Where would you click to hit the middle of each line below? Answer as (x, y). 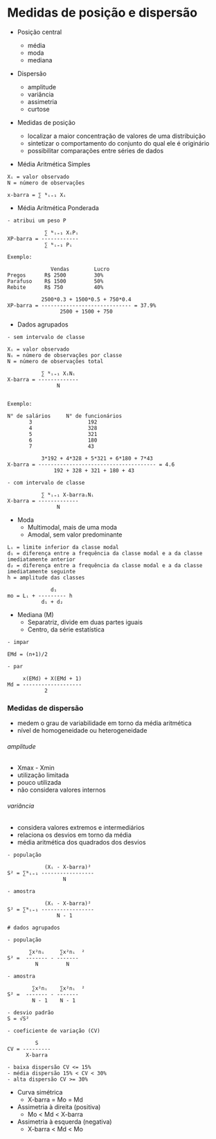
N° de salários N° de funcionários (65, 416)
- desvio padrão (30, 1012)
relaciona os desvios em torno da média (74, 835)
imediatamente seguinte (42, 571)
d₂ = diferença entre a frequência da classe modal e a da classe (105, 565)
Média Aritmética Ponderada (58, 208)
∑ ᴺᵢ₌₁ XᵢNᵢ (58, 373)
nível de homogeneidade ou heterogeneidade (82, 731)
